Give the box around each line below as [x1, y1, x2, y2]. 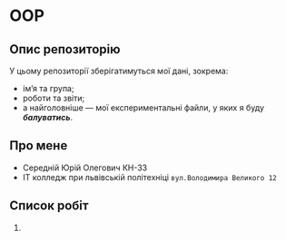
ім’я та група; [22, 83, 74, 93]
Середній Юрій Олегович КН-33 [22, 162, 148, 173]
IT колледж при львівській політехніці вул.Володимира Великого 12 [22, 171, 277, 182]
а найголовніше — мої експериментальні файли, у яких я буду [22, 102, 265, 113]
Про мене [9, 138, 68, 154]
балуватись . [22, 112, 74, 122]
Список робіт [9, 198, 89, 214]
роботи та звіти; [22, 92, 85, 103]
